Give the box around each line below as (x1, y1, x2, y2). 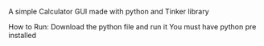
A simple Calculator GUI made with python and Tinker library (8, 7, 209, 16)
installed (8, 31, 37, 40)
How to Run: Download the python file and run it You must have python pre (8, 22, 257, 31)
